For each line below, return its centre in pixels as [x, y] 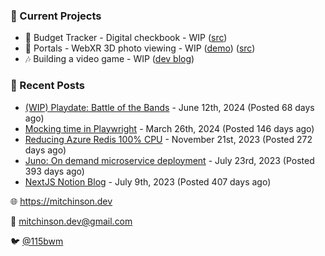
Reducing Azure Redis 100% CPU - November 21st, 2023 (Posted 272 [168, 139]
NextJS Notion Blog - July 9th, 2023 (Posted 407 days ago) [148, 181]
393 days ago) [54, 171]
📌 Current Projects [56, 16]
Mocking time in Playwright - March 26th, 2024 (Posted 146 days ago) [169, 128]
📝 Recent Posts [48, 86]
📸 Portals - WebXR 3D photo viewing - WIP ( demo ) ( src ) [140, 48]
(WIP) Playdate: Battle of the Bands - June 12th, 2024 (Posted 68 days [169, 107]
